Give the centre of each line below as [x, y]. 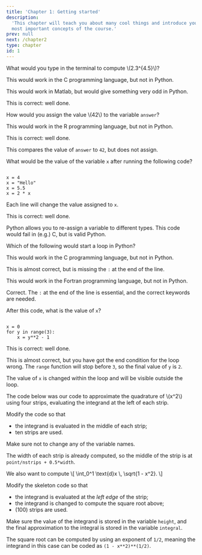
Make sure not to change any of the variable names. [71, 444]
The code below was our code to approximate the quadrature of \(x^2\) [94, 396]
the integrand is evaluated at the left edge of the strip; [81, 497]
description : [23, 17]
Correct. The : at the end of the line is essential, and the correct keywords [98, 292]
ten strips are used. [39, 432]
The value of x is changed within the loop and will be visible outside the [95, 378]
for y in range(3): [31, 332]
